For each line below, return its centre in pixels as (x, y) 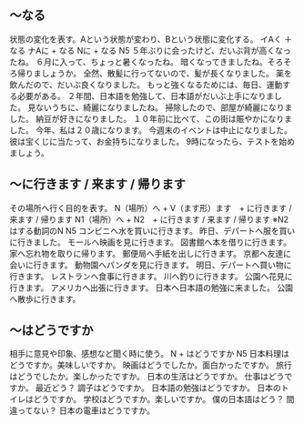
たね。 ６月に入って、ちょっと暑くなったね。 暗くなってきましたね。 (139, 62)
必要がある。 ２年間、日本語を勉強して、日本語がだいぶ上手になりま (146, 96)
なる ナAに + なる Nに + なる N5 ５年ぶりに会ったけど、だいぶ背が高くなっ (150, 50)
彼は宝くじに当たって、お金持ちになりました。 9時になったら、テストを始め (152, 141)
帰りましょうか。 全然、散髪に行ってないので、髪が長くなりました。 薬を (155, 73)
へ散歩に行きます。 (45, 298)
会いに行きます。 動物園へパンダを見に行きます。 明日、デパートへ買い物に (151, 265)
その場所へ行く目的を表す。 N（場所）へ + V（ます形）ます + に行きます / (151, 207)
